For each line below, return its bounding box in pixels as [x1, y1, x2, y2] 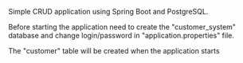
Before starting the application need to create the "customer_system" [8, 22, 237, 31]
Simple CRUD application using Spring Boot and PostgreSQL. [8, 7, 209, 16]
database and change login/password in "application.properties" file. [8, 31, 235, 40]
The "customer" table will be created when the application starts [8, 46, 221, 55]
